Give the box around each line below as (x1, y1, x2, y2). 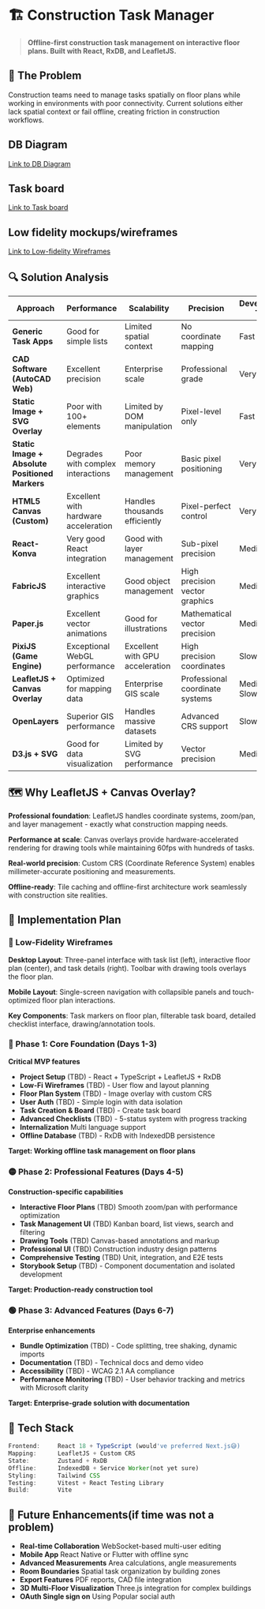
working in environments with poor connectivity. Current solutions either (8, 98, 244, 107)
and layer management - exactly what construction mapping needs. (8, 819, 229, 829)
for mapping (66, 684, 112, 694)
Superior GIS (66, 711, 114, 722)
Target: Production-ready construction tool (8, 1285, 154, 1295)
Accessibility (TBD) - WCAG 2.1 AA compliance (19, 1367, 175, 1376)
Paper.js (12, 618, 44, 628)
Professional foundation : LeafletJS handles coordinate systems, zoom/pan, (8, 811, 256, 820)
